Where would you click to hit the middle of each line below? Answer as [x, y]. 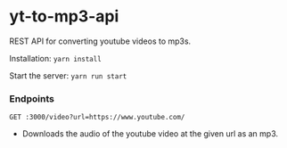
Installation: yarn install [56, 58]
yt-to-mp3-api [64, 16]
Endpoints [32, 98]
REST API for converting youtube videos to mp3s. [100, 41]
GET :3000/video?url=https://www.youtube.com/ [97, 118]
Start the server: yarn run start [68, 75]
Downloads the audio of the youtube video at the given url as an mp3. [150, 134]
